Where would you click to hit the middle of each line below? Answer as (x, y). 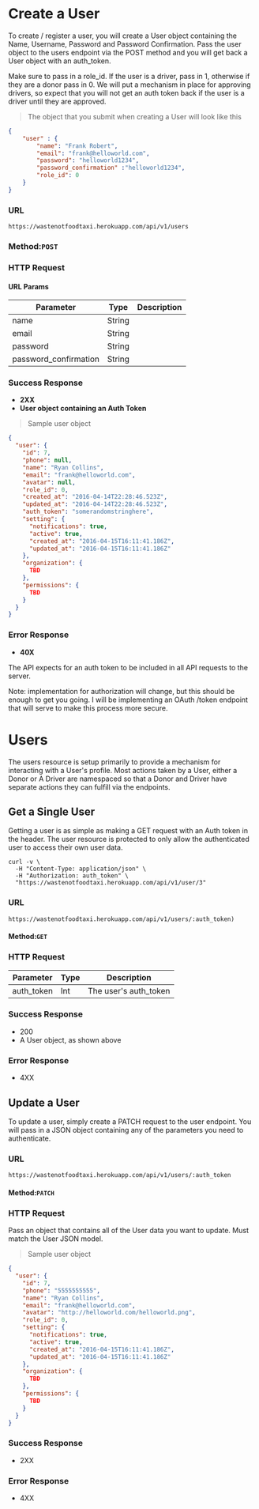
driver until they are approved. (57, 101)
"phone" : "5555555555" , (62, 1290)
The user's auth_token (129, 990)
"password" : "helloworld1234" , (88, 160)
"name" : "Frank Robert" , (77, 146)
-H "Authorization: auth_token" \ (72, 876)
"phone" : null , (47, 460)
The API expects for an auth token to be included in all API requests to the (128, 667)
